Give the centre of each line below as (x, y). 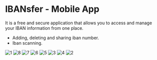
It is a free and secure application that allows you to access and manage (78, 23)
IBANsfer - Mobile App (52, 9)
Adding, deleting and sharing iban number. (56, 38)
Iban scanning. (27, 43)
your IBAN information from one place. (44, 28)
